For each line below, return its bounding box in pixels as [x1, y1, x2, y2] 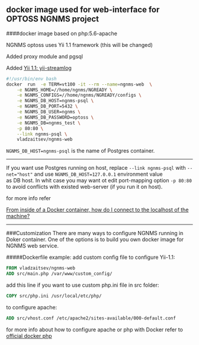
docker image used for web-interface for [6, 5, 160, 15]
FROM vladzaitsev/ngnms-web [6, 265, 76, 271]
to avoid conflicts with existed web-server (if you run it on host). [6, 183, 163, 191]
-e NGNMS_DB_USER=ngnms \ [17, 109, 81, 115]
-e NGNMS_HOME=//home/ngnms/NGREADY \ [17, 87, 113, 93]
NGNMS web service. [6, 242, 59, 249]
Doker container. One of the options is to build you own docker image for [6, 236, 184, 243]
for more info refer [6, 195, 52, 202]
